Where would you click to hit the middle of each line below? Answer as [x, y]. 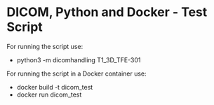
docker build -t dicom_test [55, 87]
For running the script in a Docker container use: [76, 73]
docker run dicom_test [49, 94]
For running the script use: [45, 46]
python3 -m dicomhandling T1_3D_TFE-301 [79, 59]
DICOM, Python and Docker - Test [107, 12]
